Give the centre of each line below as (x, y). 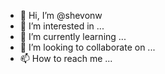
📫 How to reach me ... (66, 58)
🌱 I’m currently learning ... (73, 36)
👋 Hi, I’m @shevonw (61, 15)
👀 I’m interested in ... (62, 26)
